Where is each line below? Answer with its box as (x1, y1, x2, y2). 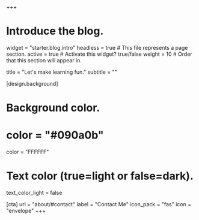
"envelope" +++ (6, 207, 46, 214)
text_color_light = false (6, 189, 63, 196)
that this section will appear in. (6, 56, 82, 64)
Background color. (6, 101, 100, 114)
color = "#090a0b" (6, 128, 104, 142)
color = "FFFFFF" (6, 148, 49, 156)
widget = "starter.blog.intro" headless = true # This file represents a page (6, 44, 188, 51)
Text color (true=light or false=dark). (6, 169, 194, 183)
